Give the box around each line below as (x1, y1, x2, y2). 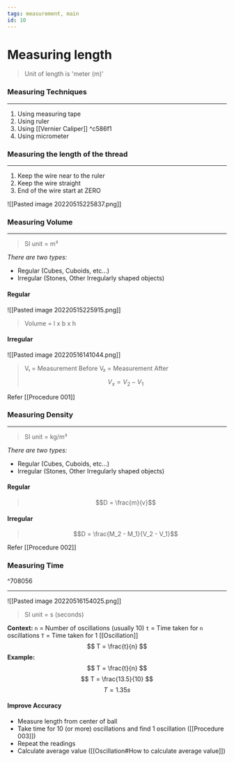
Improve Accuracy (7, 701, 62, 710)
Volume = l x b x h (24, 319, 77, 328)
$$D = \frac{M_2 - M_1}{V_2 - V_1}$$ (72, 530, 179, 538)
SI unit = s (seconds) (24, 610, 84, 618)
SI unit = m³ (24, 240, 58, 248)
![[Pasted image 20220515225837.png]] (7, 200, 122, 208)
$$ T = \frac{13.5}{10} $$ (81, 674, 153, 683)
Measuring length (7, 47, 113, 63)
